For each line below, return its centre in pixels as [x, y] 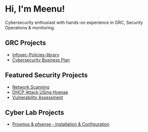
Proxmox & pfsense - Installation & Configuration [61, 124]
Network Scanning [31, 87]
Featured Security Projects [47, 75]
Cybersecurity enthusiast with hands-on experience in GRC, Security [74, 22]
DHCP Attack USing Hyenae [40, 92]
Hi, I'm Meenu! [35, 9]
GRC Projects [25, 43]
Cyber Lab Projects [35, 112]
